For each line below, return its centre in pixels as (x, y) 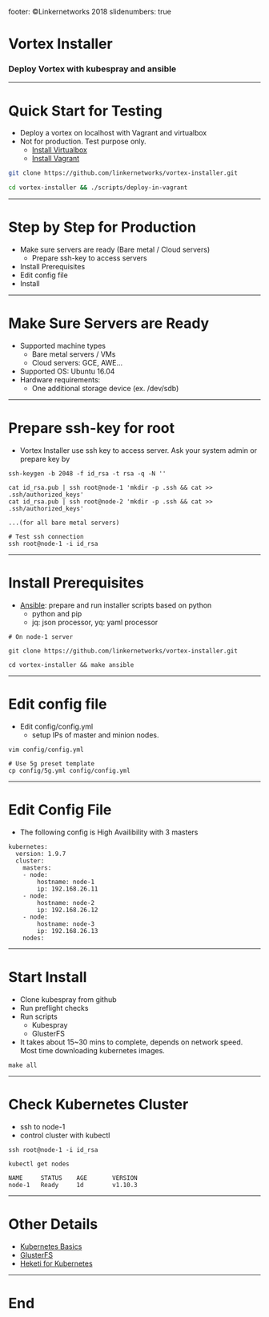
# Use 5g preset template (51, 764)
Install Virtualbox (60, 150)
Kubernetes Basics (51, 1246)
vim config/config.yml (46, 749)
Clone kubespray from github (68, 999)
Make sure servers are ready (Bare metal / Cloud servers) (115, 250)
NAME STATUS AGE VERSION (73, 1178)
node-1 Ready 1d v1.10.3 (73, 1185)
